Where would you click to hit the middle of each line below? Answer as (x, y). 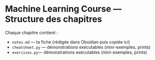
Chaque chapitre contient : (31, 32)
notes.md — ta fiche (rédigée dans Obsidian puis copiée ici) (71, 42)
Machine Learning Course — (63, 9)
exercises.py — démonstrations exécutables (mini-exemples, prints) (79, 52)
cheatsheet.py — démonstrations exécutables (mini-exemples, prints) (81, 47)
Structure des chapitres (54, 19)
